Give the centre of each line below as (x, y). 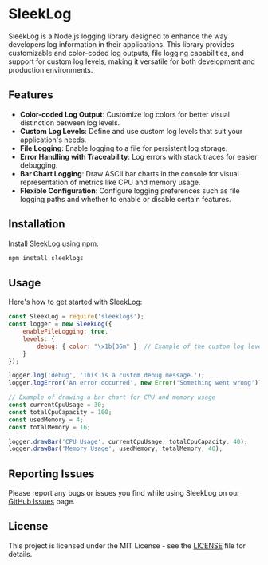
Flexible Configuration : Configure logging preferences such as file (130, 190)
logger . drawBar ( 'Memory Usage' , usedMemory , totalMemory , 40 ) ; (116, 449)
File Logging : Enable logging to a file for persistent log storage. (124, 148)
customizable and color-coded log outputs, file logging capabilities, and (126, 53)
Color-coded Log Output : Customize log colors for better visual (124, 114)
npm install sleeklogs (46, 258)
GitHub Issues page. (42, 502)
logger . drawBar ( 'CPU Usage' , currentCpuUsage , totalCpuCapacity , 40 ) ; (128, 441)
